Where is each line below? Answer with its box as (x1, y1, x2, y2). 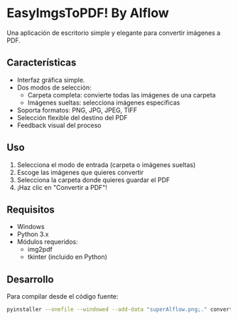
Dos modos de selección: (16, 83, 92, 92)
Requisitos (6, 203, 55, 215)
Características (6, 57, 77, 69)
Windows (16, 223, 45, 231)
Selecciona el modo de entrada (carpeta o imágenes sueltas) (16, 160, 196, 169)
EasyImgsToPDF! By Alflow (6, 5, 169, 21)
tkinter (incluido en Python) (27, 252, 108, 261)
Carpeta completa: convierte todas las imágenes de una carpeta (27, 90, 216, 99)
